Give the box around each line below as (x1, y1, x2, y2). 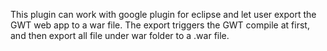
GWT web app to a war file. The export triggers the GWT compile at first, (10, 19, 310, 31)
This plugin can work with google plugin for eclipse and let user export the (10, 9, 317, 20)
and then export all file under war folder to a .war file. (10, 30, 230, 41)
